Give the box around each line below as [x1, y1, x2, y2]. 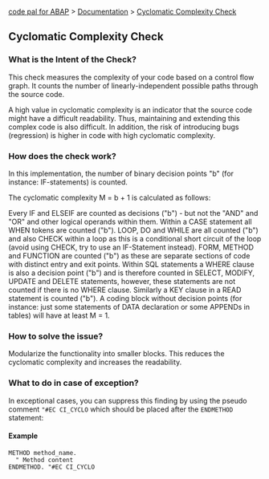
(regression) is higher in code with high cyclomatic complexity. [8, 130, 216, 140]
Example [8, 431, 39, 440]
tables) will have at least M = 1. [8, 311, 110, 320]
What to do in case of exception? [8, 377, 139, 388]
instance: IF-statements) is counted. [8, 177, 128, 187]
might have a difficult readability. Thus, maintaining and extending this [8, 113, 241, 123]
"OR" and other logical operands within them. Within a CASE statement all [8, 217, 252, 226]
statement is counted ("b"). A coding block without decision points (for [8, 293, 243, 303]
